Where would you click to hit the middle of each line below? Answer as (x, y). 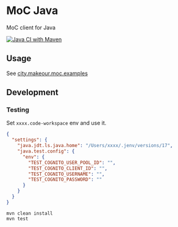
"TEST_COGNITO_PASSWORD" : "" (65, 180)
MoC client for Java (31, 27)
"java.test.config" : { (46, 151)
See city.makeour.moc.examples (47, 73)
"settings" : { (30, 140)
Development (33, 92)
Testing (18, 110)
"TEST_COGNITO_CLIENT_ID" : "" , (68, 168)
